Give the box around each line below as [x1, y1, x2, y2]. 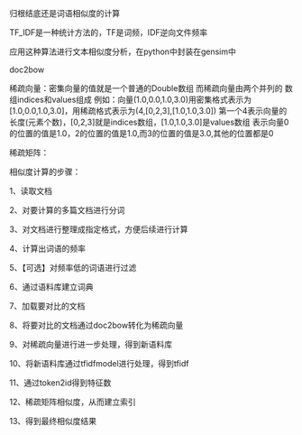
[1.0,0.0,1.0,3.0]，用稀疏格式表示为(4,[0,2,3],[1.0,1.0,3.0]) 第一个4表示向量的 [9, 106, 288, 116]
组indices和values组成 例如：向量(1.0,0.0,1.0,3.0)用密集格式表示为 [9, 94, 252, 105]
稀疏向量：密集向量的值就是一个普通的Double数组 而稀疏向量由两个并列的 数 [9, 83, 293, 93]
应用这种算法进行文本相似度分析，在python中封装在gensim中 [9, 46, 236, 57]
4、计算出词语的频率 [9, 243, 87, 254]
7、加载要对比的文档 [9, 301, 86, 311]
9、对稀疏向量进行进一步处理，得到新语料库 [9, 339, 173, 349]
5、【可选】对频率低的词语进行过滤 [9, 263, 137, 273]
